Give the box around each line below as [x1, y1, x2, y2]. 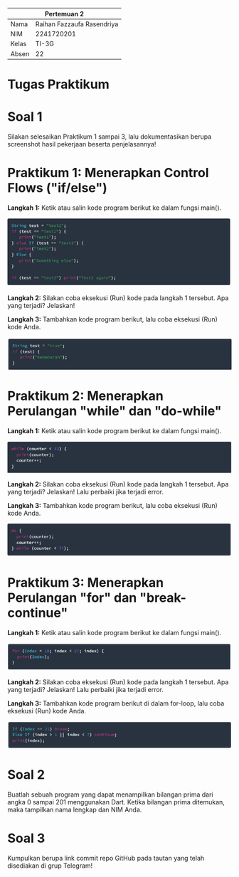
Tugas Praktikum [7, 76, 110, 92]
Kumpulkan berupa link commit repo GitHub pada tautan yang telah [7, 854, 205, 863]
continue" [7, 605, 68, 621]
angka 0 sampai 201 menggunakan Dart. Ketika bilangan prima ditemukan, [7, 798, 225, 807]
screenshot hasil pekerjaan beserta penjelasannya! [7, 140, 156, 149]
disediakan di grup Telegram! [7, 861, 93, 870]
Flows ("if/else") [7, 180, 108, 196]
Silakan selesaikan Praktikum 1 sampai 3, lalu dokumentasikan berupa [7, 132, 212, 141]
